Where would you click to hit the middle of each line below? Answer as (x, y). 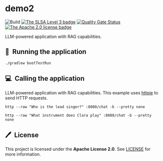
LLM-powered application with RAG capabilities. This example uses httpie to (82, 92)
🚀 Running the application (46, 52)
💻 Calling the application (45, 79)
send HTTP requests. (26, 98)
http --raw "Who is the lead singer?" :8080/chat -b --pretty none (75, 107)
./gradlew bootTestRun (28, 63)
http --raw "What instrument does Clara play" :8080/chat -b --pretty (78, 115)
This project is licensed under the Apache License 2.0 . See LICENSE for (78, 149)
